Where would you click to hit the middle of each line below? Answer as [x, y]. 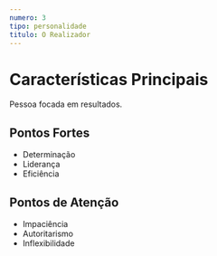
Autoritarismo [48, 233]
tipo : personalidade [48, 26]
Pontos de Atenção [64, 202]
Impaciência [45, 223]
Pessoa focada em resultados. [66, 104]
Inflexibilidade [48, 243]
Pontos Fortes [50, 133]
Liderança [41, 165]
